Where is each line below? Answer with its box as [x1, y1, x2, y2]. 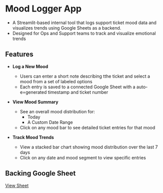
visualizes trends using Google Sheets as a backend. [12, 25, 121, 31]
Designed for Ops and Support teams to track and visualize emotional [12, 30, 156, 36]
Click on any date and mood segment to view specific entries [19, 154, 146, 160]
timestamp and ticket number [47, 89, 108, 95]
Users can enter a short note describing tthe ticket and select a [19, 73, 150, 79]
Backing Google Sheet [5, 169, 76, 178]
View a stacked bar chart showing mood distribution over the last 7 [19, 144, 158, 150]
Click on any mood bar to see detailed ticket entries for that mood [19, 124, 155, 130]
